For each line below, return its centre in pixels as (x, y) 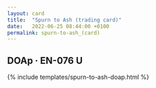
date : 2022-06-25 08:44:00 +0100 (58, 26)
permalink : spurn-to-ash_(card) (53, 33)
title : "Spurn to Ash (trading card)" (65, 20)
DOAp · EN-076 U (45, 60)
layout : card (26, 13)
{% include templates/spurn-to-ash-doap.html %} (78, 77)
